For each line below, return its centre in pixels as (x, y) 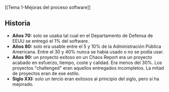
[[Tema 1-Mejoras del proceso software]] (48, 7)
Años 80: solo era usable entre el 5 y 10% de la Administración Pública (87, 46)
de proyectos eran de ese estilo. (46, 73)
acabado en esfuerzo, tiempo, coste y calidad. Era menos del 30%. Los (87, 63)
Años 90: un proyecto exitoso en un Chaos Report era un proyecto (82, 57)
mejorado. (23, 84)
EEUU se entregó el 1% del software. (51, 41)
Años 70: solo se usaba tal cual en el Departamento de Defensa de (82, 36)
